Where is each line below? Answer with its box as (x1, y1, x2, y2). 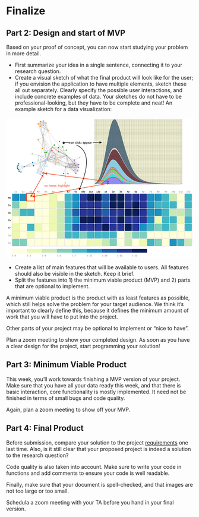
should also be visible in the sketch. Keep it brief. (14, 270, 135, 277)
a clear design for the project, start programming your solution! (6, 343, 160, 349)
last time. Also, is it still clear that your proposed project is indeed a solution (6, 445, 191, 452)
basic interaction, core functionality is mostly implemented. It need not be (6, 388, 187, 395)
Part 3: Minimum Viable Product (6, 360, 127, 370)
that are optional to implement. (14, 283, 90, 289)
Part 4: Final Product (6, 423, 84, 433)
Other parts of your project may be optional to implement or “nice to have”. (6, 325, 189, 332)
